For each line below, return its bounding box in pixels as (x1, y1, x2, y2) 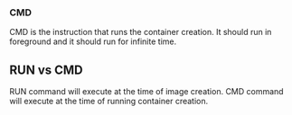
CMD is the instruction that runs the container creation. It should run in (9, 27, 272, 38)
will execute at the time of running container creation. (9, 96, 209, 107)
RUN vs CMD (9, 62, 83, 77)
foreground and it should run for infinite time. (9, 36, 177, 47)
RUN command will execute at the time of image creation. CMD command (9, 86, 284, 97)
